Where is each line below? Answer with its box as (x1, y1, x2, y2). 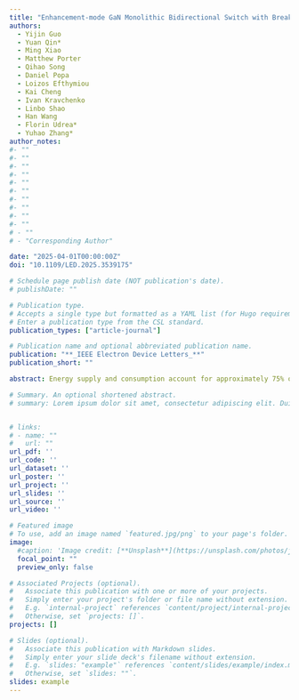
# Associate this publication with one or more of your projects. (9, 587, 269, 596)
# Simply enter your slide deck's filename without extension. (9, 653, 256, 662)
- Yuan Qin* (17, 37, 62, 47)
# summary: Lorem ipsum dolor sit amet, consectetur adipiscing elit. (9, 398, 277, 407)
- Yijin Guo (17, 29, 62, 38)
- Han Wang (17, 112, 58, 121)
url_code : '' (9, 455, 58, 465)
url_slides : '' (9, 488, 66, 498)
